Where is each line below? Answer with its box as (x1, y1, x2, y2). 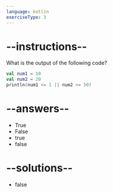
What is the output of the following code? (6, 59, 108, 67)
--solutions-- (6, 162, 73, 175)
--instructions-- (6, 40, 87, 53)
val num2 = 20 (6, 77, 42, 83)
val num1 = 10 (6, 71, 42, 77)
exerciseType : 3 (6, 14, 46, 20)
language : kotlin (6, 8, 49, 15)
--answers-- (6, 102, 70, 116)
